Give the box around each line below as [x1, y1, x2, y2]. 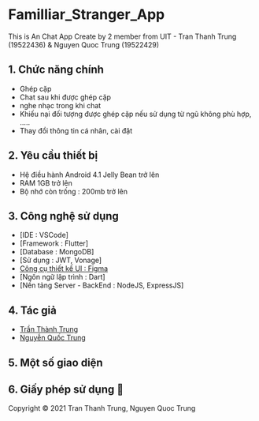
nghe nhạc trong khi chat [19, 100, 102, 110]
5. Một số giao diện [8, 355, 104, 369]
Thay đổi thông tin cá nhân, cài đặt [19, 126, 133, 135]
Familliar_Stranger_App [8, 6, 165, 24]
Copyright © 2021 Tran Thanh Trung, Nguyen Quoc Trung [8, 404, 196, 413]
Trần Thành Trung [19, 325, 79, 334]
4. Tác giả [8, 303, 57, 317]
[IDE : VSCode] [19, 231, 69, 240]
